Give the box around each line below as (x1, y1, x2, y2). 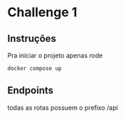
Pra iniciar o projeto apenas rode (7, 51, 103, 59)
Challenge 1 (7, 4, 77, 21)
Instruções (7, 33, 57, 45)
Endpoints (7, 84, 54, 96)
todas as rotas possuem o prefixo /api (7, 103, 119, 112)
